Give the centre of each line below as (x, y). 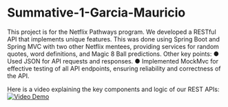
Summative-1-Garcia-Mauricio (96, 13)
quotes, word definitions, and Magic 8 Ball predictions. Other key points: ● (113, 54)
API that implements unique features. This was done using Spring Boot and (114, 39)
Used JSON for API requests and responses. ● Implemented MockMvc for (113, 61)
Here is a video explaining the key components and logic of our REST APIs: (113, 89)
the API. (18, 76)
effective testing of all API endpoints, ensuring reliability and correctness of (114, 68)
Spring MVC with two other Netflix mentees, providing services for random (113, 46)
